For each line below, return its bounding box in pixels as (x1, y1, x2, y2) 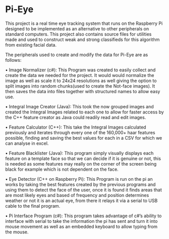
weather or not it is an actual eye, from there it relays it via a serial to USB (5, 197, 158, 204)
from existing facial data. (5, 42, 57, 48)
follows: (5, 57, 22, 63)
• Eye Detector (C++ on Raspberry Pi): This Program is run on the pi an (5, 176, 153, 182)
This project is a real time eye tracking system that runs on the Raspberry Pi (5, 20, 163, 26)
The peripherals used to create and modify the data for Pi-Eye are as (5, 52, 148, 58)
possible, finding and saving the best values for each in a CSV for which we (5, 135, 162, 141)
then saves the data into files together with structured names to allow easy (5, 88, 160, 94)
